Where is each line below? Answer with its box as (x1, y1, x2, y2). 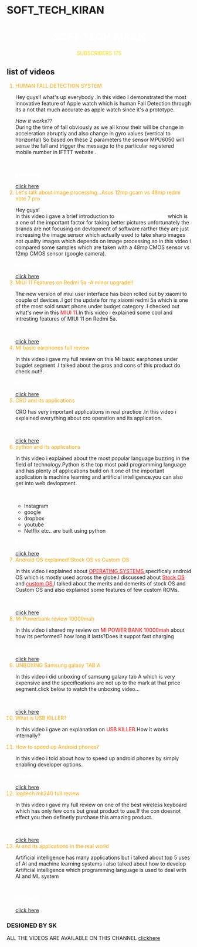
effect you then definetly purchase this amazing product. (15, 813, 153, 820)
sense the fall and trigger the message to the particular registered (15, 142, 175, 149)
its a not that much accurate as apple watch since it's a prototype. (15, 106, 175, 113)
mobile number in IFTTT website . (15, 148, 97, 155)
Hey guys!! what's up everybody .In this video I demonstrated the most (15, 93, 187, 100)
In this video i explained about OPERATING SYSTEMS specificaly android (15, 567, 192, 574)
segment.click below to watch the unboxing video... (15, 685, 140, 692)
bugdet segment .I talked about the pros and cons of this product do (15, 362, 181, 369)
